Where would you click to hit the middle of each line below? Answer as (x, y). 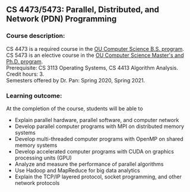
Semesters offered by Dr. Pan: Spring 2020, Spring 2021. (76, 80)
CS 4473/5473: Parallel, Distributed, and (83, 10)
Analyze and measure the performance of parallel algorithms (89, 164)
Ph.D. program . (25, 61)
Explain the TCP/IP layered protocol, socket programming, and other (98, 177)
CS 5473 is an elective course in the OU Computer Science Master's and (95, 55)
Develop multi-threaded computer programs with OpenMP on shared (99, 139)
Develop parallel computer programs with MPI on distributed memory (99, 126)
